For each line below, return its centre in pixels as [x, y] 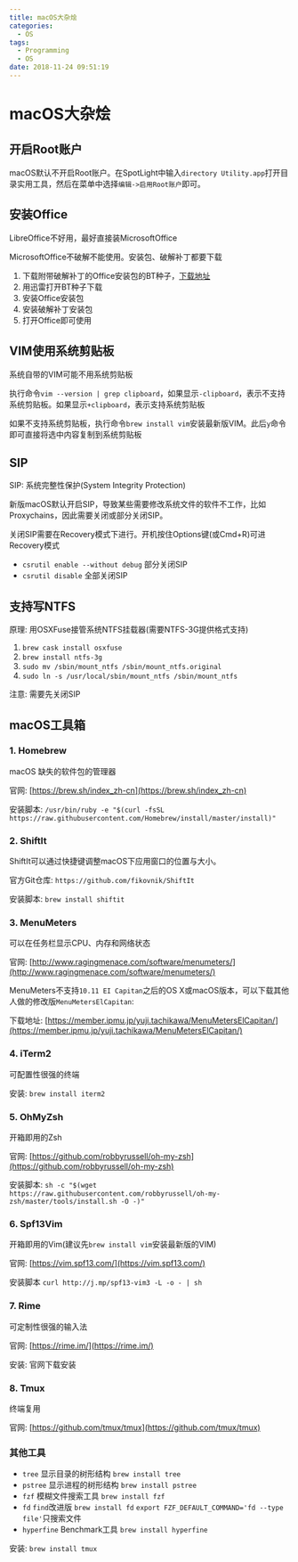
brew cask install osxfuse [72, 648]
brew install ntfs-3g [62, 658]
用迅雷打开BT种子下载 [62, 287]
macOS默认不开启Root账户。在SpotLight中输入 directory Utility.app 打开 [145, 172]
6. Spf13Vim [36, 1223]
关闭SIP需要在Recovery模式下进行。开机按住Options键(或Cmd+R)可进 [137, 535]
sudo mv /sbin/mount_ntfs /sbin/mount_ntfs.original [122, 667]
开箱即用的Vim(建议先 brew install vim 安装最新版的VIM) [113, 1245]
